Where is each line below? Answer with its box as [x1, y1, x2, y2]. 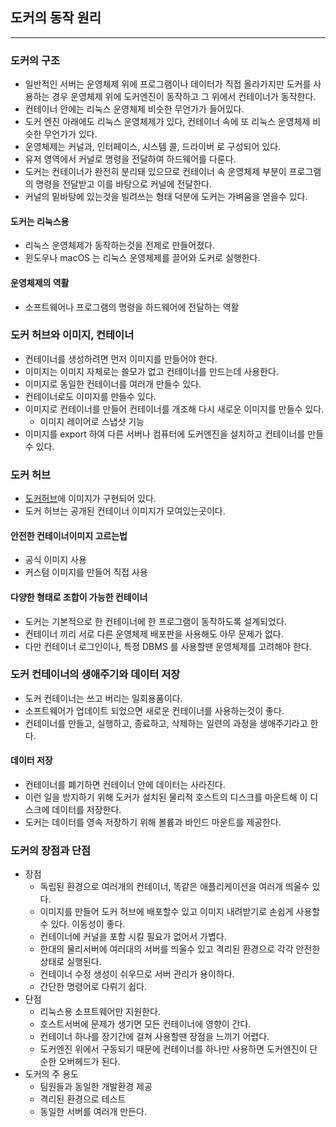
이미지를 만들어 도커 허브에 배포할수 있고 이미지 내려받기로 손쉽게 [39, 906, 294, 918]
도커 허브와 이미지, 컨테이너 [10, 328, 135, 342]
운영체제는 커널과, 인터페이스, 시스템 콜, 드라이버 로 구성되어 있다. [24, 141, 282, 153]
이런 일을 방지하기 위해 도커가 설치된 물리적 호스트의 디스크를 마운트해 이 [24, 791, 308, 803]
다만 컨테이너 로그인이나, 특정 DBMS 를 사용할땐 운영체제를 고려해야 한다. [24, 640, 312, 652]
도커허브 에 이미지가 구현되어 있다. [24, 493, 157, 505]
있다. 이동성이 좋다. [50, 918, 126, 930]
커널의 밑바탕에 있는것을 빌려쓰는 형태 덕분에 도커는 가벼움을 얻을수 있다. [24, 191, 308, 203]
